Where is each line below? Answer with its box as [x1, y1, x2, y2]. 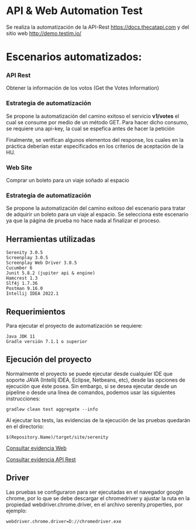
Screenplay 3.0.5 [6, 255, 49, 261]
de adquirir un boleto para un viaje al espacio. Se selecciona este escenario [6, 211, 189, 218]
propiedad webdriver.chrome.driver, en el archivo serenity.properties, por [6, 501, 183, 508]
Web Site [6, 163, 32, 171]
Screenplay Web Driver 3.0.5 [6, 260, 77, 266]
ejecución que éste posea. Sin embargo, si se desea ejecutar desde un [6, 382, 177, 389]
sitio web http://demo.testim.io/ [6, 29, 82, 36]
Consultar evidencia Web [6, 444, 67, 451]
